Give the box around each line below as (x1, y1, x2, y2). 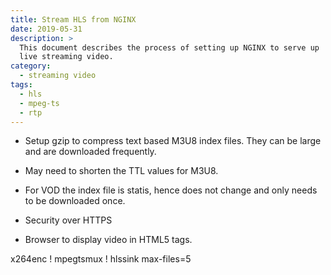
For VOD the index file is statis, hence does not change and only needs (24, 184, 318, 196)
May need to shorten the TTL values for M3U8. (24, 165, 219, 177)
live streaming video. (19, 52, 114, 62)
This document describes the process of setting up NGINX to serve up (19, 42, 320, 53)
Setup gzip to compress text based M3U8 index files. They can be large (24, 135, 322, 147)
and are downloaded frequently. (24, 146, 157, 158)
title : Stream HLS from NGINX (10, 14, 137, 25)
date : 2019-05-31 (10, 24, 83, 34)
